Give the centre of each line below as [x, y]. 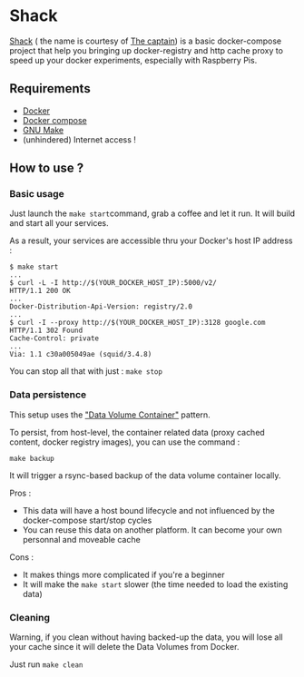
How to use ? [47, 168]
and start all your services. [59, 223]
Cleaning [30, 617]
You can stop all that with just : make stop [86, 371]
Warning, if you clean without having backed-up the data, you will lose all [146, 637]
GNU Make [43, 130]
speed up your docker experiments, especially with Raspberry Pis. [133, 60]
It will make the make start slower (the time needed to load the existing [155, 584]
